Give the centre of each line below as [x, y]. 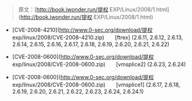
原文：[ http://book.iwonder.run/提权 [63, 9]
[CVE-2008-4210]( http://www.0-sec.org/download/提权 [82, 30]
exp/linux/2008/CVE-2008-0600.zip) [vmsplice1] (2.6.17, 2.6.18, [96, 85]
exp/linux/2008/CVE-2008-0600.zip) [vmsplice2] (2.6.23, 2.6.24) [99, 64]
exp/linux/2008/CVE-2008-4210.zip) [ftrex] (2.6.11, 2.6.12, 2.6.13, [98, 37]
